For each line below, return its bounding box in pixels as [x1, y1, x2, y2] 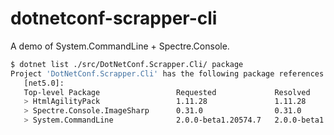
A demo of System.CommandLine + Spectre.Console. [10, 40, 230, 52]
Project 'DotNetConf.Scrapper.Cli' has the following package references [10, 68, 325, 79]
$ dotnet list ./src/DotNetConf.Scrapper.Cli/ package [10, 59, 244, 69]
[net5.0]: [23, 78, 65, 88]
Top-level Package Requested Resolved [23, 87, 311, 97]
